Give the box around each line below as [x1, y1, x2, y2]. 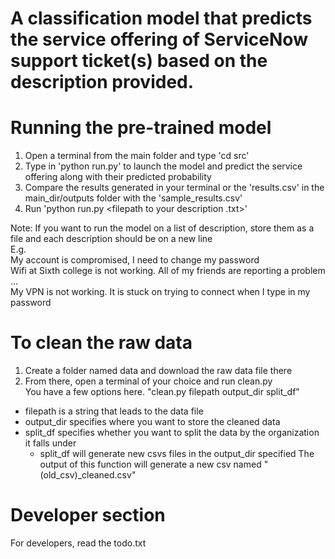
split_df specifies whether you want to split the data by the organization [24, 427, 320, 439]
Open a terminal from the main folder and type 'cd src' [24, 150, 250, 162]
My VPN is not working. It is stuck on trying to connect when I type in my [10, 286, 311, 298]
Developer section [10, 504, 166, 527]
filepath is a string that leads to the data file [24, 405, 204, 417]
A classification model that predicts [10, 7, 313, 30]
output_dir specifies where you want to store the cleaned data [24, 416, 281, 428]
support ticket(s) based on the [10, 50, 268, 72]
